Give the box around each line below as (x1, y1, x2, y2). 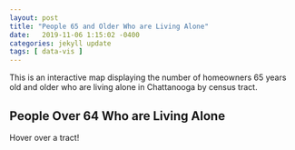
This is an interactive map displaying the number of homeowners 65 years (9, 72, 287, 83)
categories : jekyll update (9, 38, 112, 48)
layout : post (9, 13, 59, 23)
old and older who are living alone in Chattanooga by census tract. (9, 82, 258, 93)
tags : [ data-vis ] (9, 47, 84, 56)
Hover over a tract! (9, 132, 80, 143)
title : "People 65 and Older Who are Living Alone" (9, 22, 209, 31)
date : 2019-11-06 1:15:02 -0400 (9, 30, 141, 39)
